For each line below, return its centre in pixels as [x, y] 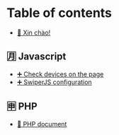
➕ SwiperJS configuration [55, 82]
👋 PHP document [42, 124]
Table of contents [59, 13]
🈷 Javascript [36, 57]
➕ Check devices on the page [60, 74]
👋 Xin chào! [34, 33]
